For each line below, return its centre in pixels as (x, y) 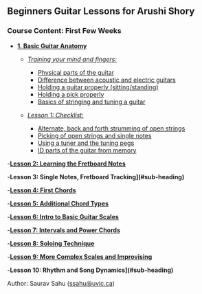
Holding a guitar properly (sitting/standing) (98, 87)
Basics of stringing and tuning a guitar (91, 102)
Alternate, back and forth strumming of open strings (111, 128)
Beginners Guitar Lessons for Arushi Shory (101, 11)
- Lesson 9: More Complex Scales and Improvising (80, 256)
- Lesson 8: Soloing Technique (51, 243)
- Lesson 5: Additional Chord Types (58, 203)
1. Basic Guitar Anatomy (52, 46)
